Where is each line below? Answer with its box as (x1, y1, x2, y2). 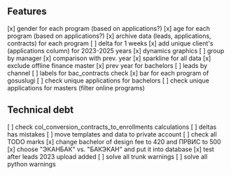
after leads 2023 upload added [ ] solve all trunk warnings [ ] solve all (7, 152, 208, 160)
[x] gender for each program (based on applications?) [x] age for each (7, 24, 210, 32)
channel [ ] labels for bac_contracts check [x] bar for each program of (7, 69, 209, 77)
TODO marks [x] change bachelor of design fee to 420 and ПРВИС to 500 (7, 137, 222, 146)
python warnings (7, 160, 56, 168)
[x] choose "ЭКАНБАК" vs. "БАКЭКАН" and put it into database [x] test (7, 145, 215, 153)
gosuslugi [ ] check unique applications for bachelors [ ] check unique (7, 76, 210, 85)
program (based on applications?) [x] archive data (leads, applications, (7, 31, 211, 40)
